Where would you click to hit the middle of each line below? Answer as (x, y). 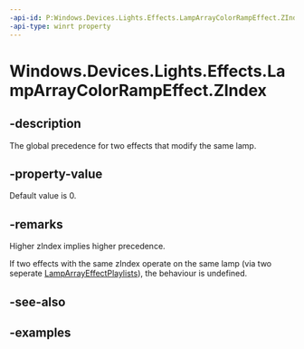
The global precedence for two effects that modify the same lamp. (133, 145)
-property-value (56, 174)
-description (45, 124)
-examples (40, 332)
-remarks (36, 224)
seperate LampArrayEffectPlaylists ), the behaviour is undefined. (128, 274)
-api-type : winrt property (60, 26)
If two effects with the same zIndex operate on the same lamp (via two (141, 264)
